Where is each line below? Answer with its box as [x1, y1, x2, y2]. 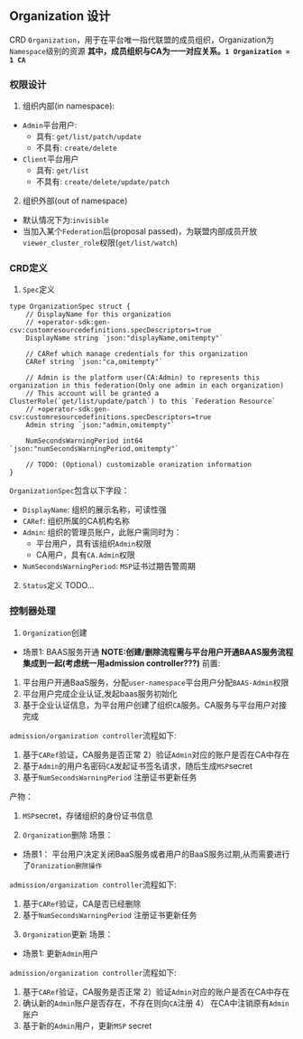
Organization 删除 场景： [22, 829, 114, 840]
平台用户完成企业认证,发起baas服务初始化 [22, 688, 178, 698]
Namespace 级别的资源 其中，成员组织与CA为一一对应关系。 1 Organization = [9, 45, 290, 56]
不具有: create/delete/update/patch [35, 176, 170, 187]
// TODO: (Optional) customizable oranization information [25, 460, 252, 470]
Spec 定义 [22, 284, 56, 295]
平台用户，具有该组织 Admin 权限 [35, 538, 151, 549]
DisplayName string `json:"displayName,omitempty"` [25, 333, 224, 343]
